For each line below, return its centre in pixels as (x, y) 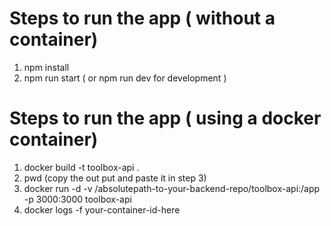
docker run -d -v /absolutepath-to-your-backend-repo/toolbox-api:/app (172, 188)
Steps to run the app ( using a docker (165, 118)
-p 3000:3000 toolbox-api (77, 199)
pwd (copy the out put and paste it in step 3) (115, 178)
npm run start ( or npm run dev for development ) (125, 78)
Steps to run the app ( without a (142, 18)
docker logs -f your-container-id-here (102, 209)
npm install (46, 67)
